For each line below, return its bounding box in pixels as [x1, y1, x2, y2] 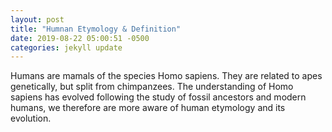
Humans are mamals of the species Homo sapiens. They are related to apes [10, 70, 323, 82]
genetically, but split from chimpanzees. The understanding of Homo [10, 81, 294, 93]
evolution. [10, 112, 52, 125]
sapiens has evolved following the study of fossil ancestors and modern [10, 91, 307, 103]
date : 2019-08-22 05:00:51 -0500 [10, 33, 150, 43]
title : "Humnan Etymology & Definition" [10, 24, 182, 34]
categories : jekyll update [10, 42, 123, 53]
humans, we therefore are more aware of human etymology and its [10, 102, 286, 114]
